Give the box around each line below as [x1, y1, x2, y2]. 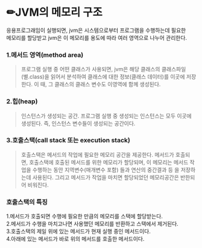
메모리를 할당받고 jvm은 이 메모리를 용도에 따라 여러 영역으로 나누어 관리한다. [6, 34, 188, 41]
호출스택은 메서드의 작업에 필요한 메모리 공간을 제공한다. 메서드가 [21, 151, 174, 158]
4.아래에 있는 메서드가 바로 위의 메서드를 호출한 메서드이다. [6, 235, 145, 243]
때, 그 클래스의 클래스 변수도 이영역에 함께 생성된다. [40, 81, 161, 88]
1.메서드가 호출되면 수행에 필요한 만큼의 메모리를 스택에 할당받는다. [6, 212, 163, 220]
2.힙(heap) [6, 97, 38, 106]
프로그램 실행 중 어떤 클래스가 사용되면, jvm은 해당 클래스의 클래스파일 [21, 66, 186, 73]
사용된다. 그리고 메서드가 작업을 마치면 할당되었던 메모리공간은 [32, 173, 179, 181]
